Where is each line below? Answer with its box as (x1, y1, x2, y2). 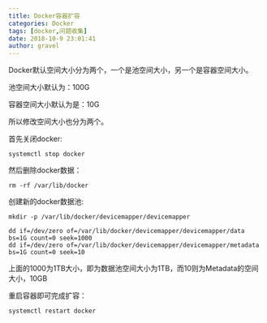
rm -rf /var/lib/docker (8, 181, 89, 190)
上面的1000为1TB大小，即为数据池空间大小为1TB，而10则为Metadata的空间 (8, 264, 259, 274)
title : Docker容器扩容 (8, 11, 80, 20)
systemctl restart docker (8, 307, 96, 316)
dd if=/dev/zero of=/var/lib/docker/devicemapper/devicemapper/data (8, 227, 245, 236)
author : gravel (8, 42, 60, 50)
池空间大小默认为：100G (8, 83, 90, 92)
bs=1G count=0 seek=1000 (8, 234, 93, 243)
